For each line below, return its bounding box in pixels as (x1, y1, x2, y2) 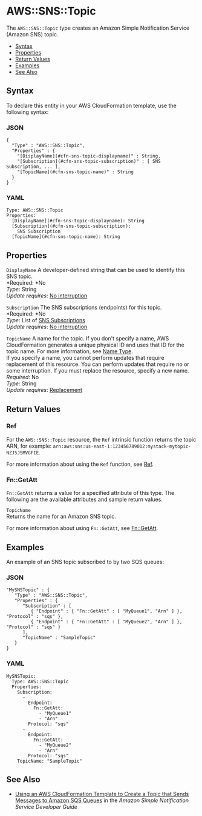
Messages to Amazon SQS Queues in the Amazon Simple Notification (15, 797, 189, 804)
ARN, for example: (6, 442, 52, 449)
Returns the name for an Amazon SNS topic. (6, 513, 117, 520)
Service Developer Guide (15, 803, 77, 811)
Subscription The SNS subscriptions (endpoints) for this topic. (6, 304, 162, 311)
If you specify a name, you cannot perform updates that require (6, 354, 165, 362)
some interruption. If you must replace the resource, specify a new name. (6, 367, 189, 374)
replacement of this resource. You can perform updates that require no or (6, 360, 189, 368)
